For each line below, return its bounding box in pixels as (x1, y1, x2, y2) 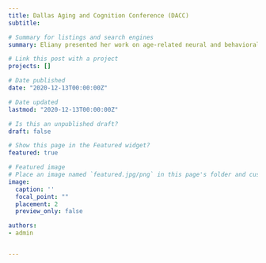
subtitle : (8, 19, 41, 27)
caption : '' (15, 185, 55, 193)
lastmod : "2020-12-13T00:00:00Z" (8, 105, 119, 113)
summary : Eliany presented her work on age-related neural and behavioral (8, 40, 260, 48)
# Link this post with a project (8, 55, 119, 63)
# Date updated (8, 98, 59, 106)
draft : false (8, 128, 51, 135)
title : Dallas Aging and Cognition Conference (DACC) (8, 11, 190, 20)
